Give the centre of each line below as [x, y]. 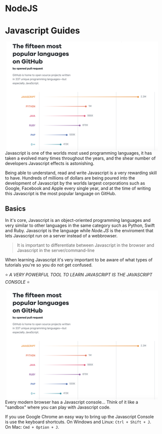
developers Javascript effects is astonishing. [50, 163]
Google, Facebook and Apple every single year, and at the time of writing [78, 188]
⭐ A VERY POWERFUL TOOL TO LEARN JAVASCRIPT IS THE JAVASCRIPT [79, 275]
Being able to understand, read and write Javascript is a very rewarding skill [81, 173]
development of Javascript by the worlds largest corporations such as [75, 183]
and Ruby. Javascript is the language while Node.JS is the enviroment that [79, 231]
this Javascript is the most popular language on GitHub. [61, 193]
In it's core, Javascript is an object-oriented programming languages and [78, 220]
